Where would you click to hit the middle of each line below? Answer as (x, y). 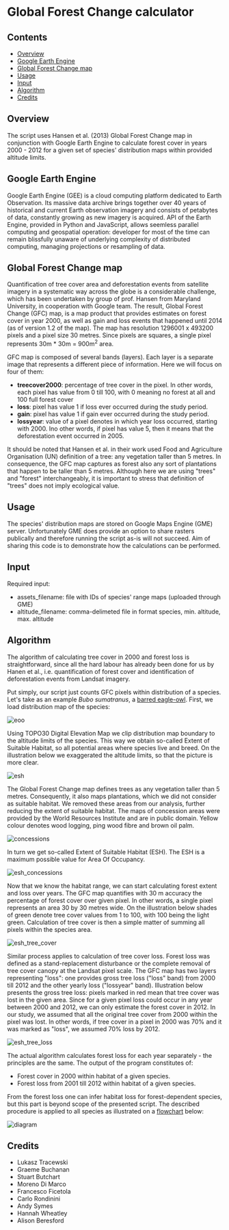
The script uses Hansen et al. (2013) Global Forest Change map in (100, 135)
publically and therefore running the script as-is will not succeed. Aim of (109, 538)
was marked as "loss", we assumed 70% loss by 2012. (84, 1028)
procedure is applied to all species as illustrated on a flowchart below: (105, 1111)
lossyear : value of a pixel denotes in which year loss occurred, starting (117, 422)
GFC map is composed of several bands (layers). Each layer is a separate (110, 357)
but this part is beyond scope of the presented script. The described (104, 1104)
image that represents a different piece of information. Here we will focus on (114, 365)
